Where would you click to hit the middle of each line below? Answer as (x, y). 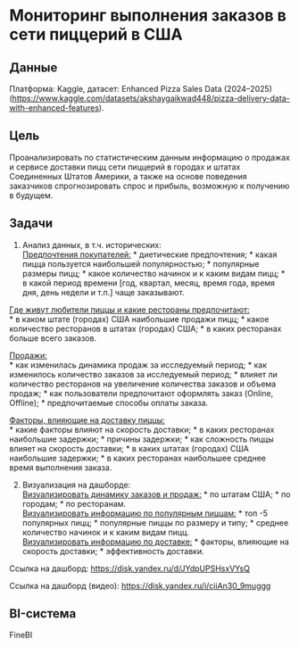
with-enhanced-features (54, 108)
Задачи (31, 224)
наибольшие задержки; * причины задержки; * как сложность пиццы (141, 439)
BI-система (43, 614)
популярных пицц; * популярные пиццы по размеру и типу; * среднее (155, 522)
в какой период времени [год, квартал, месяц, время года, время (148, 283)
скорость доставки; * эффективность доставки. (113, 551)
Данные (33, 67)
